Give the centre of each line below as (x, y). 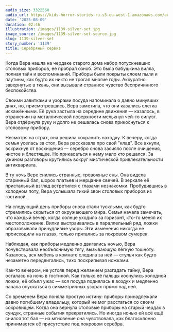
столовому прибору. (28, 127)
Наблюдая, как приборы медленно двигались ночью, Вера (70, 244)
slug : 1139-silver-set (30, 39)
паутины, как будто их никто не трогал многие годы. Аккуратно (75, 79)
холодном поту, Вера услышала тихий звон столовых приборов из (79, 191)
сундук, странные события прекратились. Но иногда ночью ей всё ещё (84, 313)
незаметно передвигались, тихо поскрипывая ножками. (67, 260)
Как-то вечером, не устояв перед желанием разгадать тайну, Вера (79, 270)
